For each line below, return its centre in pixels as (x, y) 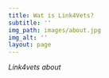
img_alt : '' (28, 37)
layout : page (30, 45)
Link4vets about (35, 67)
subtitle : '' (30, 23)
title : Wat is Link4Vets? (51, 15)
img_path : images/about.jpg (55, 30)
